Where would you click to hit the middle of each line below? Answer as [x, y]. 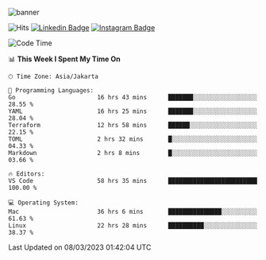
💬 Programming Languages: [51, 91]
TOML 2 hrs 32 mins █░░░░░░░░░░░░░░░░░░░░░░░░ [133, 139]
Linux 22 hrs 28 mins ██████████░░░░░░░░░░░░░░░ [133, 226]
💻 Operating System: [44, 203]
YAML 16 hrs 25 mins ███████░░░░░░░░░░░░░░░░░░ [133, 111]
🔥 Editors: [27, 174]
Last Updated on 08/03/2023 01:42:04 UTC [80, 247]
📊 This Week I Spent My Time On [64, 59]
